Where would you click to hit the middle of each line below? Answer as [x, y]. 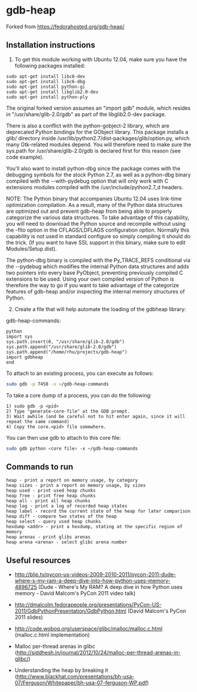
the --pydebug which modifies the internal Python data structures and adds [98, 266]
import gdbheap [25, 357]
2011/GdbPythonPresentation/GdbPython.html [70, 611]
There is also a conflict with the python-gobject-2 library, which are [88, 126]
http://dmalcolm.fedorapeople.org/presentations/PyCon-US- [88, 605]
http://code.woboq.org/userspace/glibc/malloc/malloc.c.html [89, 629]
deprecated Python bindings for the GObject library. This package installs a [97, 132]
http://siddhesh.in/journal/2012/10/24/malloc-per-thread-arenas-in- [99, 653]
